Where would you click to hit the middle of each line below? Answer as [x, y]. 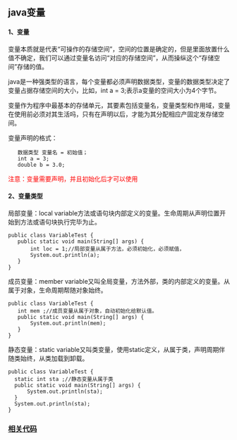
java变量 [27, 13]
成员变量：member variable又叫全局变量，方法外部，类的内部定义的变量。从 [119, 281]
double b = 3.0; [41, 165]
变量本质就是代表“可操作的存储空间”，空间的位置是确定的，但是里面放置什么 [119, 49]
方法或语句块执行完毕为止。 [60, 222]
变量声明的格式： [33, 138]
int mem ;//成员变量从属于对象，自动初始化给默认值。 [87, 311]
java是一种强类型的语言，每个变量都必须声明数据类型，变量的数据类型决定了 [119, 81]
